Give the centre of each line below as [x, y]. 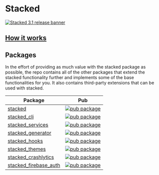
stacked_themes [27, 149]
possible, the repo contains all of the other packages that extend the [75, 72]
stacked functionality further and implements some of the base [70, 78]
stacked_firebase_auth [34, 166]
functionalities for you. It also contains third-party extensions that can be [80, 83]
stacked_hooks [25, 141]
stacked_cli [21, 117]
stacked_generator [30, 133]
